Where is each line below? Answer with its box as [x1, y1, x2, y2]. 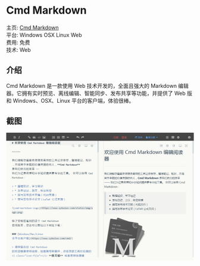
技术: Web [6, 46, 31, 53]
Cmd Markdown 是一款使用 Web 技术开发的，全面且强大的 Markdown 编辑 [6, 82, 189, 89]
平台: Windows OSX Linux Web [6, 31, 82, 39]
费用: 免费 [6, 39, 30, 46]
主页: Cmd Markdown [6, 24, 59, 31]
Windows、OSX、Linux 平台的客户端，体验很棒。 [12, 97, 135, 104]
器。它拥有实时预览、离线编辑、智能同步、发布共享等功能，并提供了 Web [6, 90, 186, 97]
